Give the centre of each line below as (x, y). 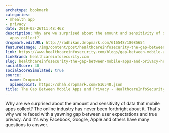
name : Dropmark (26, 80)
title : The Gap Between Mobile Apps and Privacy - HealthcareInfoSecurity (85, 89)
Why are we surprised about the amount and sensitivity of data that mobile (82, 103)
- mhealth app (20, 19)
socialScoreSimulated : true (35, 71)
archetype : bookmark (27, 10)
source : (13, 75)
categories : (18, 15)
